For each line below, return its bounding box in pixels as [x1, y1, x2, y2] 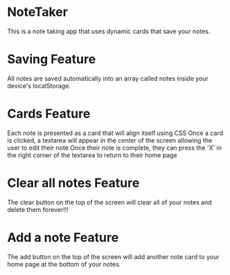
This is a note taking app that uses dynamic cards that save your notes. [7, 27, 211, 35]
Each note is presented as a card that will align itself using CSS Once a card [7, 129, 224, 137]
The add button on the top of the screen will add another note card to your [7, 252, 220, 260]
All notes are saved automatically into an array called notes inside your [7, 74, 209, 82]
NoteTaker [7, 4, 68, 20]
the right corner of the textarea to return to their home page [7, 150, 178, 159]
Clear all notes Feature [7, 175, 140, 190]
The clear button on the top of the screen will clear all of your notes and [7, 198, 213, 206]
